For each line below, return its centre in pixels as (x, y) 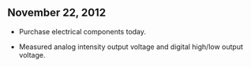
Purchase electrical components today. (82, 31)
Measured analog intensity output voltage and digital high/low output (131, 47)
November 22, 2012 (57, 13)
